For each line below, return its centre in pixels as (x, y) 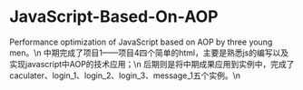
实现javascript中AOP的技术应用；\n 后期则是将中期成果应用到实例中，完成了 (152, 64)
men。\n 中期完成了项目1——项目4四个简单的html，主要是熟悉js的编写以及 (149, 53)
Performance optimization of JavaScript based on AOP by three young (141, 42)
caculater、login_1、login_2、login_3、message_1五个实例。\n (125, 75)
